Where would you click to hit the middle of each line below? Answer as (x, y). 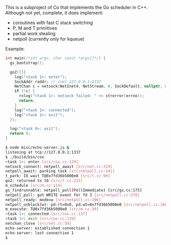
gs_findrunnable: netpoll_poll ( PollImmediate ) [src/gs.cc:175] (74, 190)
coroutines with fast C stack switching (53, 23)
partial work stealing (34, 33)
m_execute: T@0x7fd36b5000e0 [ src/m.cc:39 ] (52, 209)
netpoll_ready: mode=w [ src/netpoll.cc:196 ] (53, 200)
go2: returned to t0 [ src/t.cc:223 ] (44, 181)
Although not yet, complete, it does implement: (54, 13)
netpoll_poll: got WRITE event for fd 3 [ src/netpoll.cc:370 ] (73, 195)
